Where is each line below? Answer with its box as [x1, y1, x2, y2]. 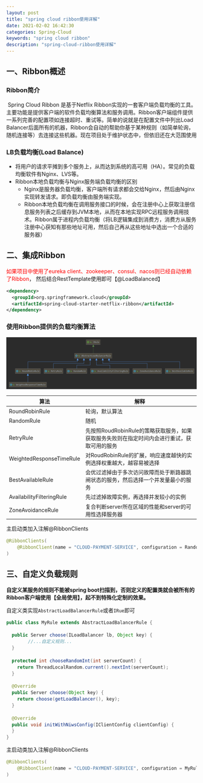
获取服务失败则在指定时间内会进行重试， [85, 434, 186, 441]
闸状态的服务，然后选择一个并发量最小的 [85, 476, 186, 484]
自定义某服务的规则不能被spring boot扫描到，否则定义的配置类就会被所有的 [6, 586, 195, 593]
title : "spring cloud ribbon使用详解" [6, 16, 101, 22]
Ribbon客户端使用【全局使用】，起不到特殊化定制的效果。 [6, 593, 149, 601]
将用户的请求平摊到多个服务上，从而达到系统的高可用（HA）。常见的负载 [14, 162, 195, 170]
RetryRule [8, 434, 33, 441]
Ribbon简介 [6, 86, 40, 94]
